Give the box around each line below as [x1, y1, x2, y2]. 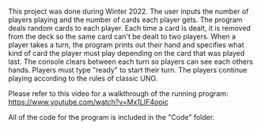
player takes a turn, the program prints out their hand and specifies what [8, 40, 244, 50]
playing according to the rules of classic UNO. [8, 74, 158, 83]
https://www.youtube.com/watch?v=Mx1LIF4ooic [8, 98, 168, 106]
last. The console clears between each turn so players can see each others [8, 57, 253, 66]
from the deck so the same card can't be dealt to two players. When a [8, 32, 236, 41]
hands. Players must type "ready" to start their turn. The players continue [8, 65, 248, 74]
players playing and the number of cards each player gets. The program [8, 15, 243, 24]
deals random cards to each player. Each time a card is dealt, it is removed [8, 24, 252, 32]
